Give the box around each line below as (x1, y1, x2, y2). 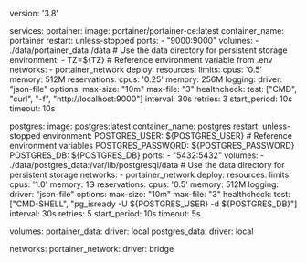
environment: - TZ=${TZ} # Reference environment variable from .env (9, 55, 273, 65)
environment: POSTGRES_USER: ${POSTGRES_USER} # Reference (42, 131, 293, 141)
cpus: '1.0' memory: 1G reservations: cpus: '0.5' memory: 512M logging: (9, 179, 280, 190)
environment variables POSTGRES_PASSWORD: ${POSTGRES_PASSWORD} (9, 141, 295, 151)
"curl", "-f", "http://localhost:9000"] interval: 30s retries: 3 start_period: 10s (9, 93, 293, 104)
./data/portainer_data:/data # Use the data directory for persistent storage (9, 45, 288, 56)
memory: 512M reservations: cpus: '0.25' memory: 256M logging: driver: (9, 74, 283, 85)
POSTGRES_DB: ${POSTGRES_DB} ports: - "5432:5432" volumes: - (9, 150, 265, 161)
